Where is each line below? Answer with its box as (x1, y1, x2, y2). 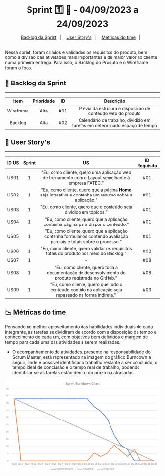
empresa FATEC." (68, 180, 104, 186)
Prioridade (32, 98, 55, 104)
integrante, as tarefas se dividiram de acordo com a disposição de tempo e (5, 329, 157, 335)
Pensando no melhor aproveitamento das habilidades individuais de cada (5, 324, 153, 330)
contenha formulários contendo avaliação (44, 233, 129, 239)
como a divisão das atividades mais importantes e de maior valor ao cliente (5, 54, 158, 60)
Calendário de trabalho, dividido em (78, 117, 151, 123)
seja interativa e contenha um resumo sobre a (40, 192, 133, 198)
